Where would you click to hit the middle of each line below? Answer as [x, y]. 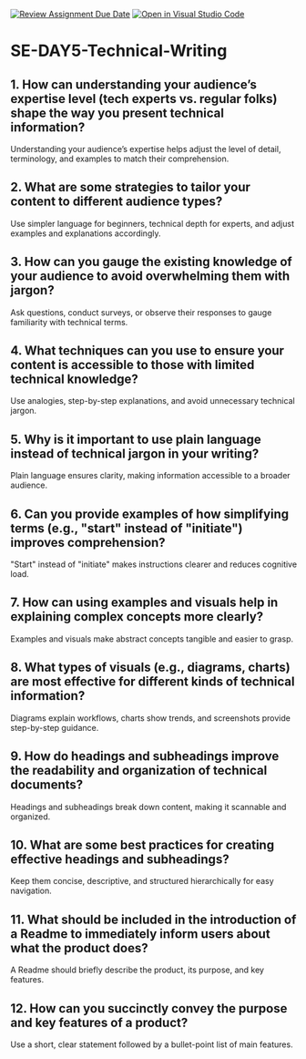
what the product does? [79, 948]
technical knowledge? [75, 380]
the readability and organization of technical [139, 771]
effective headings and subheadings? [120, 859]
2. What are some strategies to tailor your [131, 187]
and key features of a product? [99, 1022]
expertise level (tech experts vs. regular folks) [144, 99]
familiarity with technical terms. [69, 322]
